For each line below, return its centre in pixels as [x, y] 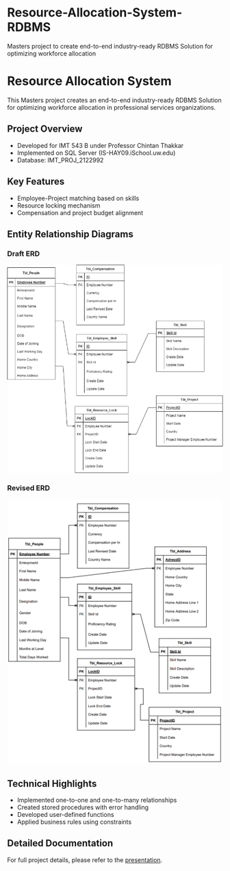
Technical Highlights [52, 784]
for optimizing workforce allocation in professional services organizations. [112, 107]
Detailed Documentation [60, 843]
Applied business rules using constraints [74, 822]
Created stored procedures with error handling [83, 807]
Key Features [36, 182]
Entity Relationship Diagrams [70, 234]
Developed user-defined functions [65, 815]
